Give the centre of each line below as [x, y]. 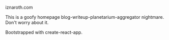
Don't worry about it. [27, 23]
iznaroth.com [19, 7]
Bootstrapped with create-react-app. [44, 32]
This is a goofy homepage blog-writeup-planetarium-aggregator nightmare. [85, 17]
